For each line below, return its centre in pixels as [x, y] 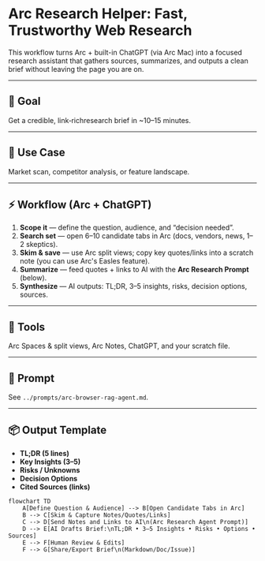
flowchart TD [30, 501]
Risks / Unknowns [50, 469]
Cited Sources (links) [55, 487]
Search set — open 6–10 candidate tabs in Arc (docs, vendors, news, [132, 236]
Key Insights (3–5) [50, 462]
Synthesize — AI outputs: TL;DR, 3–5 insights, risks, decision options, [133, 286]
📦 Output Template [58, 430]
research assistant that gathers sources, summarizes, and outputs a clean [128, 61]
